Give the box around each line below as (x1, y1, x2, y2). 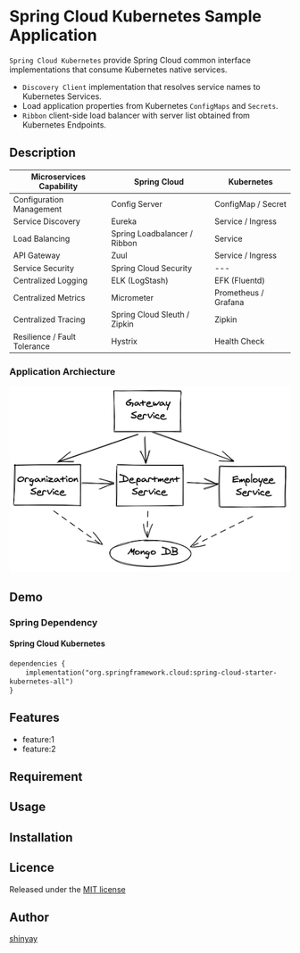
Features (9, 710, 60, 725)
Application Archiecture (9, 365, 116, 377)
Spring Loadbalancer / (111, 228, 194, 238)
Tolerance (12, 341, 51, 352)
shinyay (9, 933, 38, 944)
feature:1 (21, 733, 55, 744)
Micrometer (111, 292, 154, 302)
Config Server (111, 199, 162, 209)
